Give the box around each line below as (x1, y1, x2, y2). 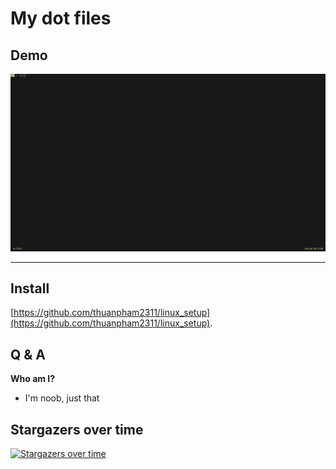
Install (10, 280, 50, 297)
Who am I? (10, 373, 56, 385)
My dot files (10, 7, 112, 30)
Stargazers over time (10, 421, 144, 438)
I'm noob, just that (24, 392, 100, 404)
